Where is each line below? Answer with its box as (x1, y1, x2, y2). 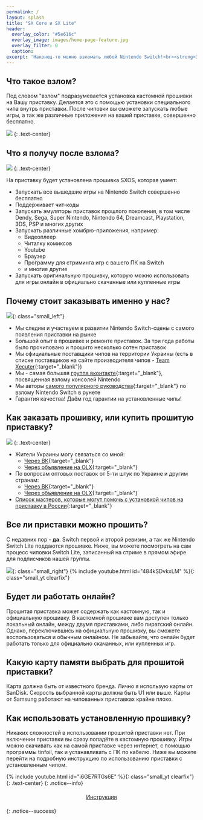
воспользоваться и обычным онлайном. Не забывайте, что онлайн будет (6, 633, 195, 640)
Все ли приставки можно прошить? (6, 520, 148, 530)
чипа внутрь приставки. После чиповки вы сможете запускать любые (6, 105, 188, 113)
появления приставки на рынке (14, 331, 97, 338)
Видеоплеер (24, 234, 56, 241)
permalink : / (6, 8, 39, 15)
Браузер (24, 252, 47, 260)
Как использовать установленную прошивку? (6, 713, 192, 723)
